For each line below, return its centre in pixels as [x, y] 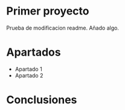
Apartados [34, 52]
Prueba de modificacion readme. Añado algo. [63, 28]
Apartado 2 [29, 75]
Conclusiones [42, 100]
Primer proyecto [48, 11]
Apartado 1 [28, 69]
